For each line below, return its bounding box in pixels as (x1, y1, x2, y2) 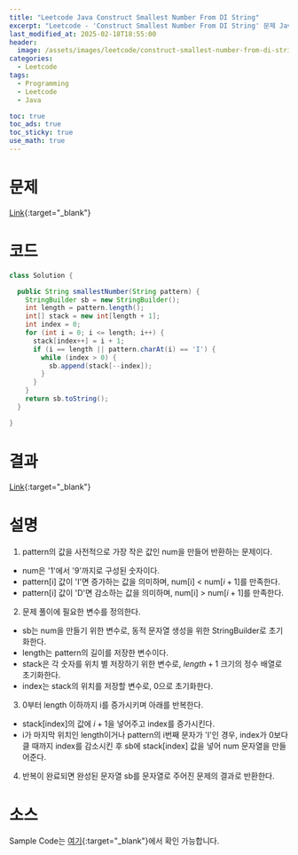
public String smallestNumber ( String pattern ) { (17, 287, 200, 296)
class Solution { (9, 271, 74, 280)
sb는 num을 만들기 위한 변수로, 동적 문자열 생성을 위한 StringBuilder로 (21, 625, 267, 636)
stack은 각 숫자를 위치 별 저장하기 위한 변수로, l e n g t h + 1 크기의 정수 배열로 (21, 658, 282, 669)
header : (9, 37, 38, 47)
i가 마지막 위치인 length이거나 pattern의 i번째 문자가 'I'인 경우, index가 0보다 (21, 729, 288, 740)
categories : (9, 54, 53, 63)
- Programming (17, 79, 69, 88)
